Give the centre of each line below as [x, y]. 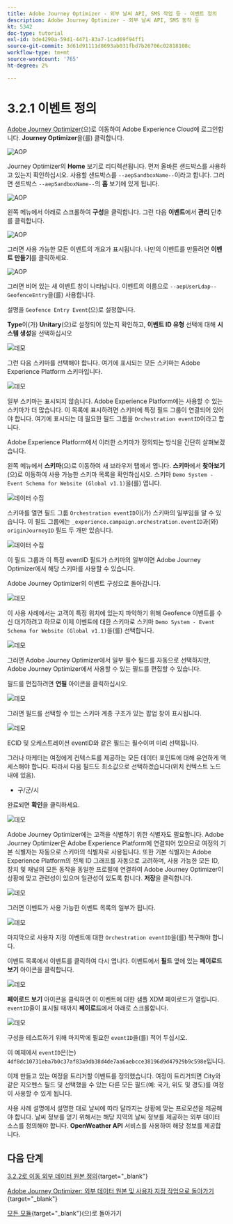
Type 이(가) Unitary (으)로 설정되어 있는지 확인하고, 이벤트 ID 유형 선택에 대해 [112, 324]
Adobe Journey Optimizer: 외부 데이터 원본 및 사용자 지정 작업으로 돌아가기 [111, 1191]
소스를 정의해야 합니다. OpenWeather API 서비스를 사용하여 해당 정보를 [105, 1125]
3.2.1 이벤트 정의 [52, 108]
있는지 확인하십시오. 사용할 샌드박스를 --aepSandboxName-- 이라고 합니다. [113, 174]
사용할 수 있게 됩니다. [43, 1093]
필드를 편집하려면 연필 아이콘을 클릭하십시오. [68, 683]
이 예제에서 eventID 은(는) [42, 1052]
